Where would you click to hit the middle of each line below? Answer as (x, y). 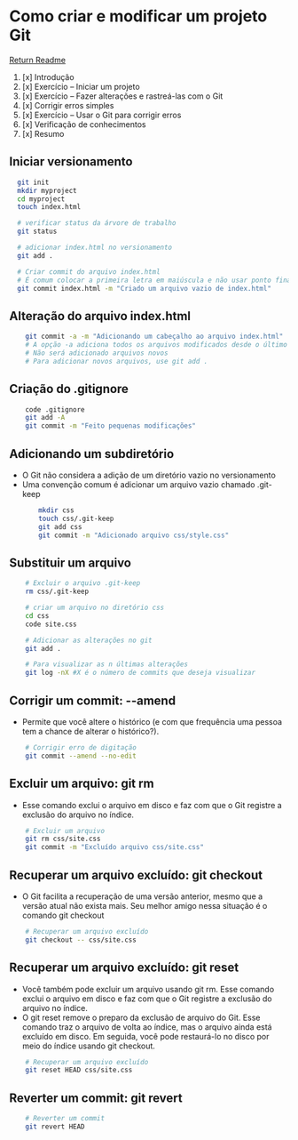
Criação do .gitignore (69, 389)
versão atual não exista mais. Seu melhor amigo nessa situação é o (145, 905)
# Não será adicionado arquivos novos (97, 353)
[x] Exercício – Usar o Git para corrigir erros (102, 115)
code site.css (51, 624)
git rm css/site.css (63, 839)
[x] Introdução (48, 76)
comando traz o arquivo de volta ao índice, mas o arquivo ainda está (147, 1027)
